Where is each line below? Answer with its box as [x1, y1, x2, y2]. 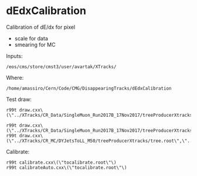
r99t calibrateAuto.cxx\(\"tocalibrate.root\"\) [6, 164, 127, 171]
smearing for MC [14, 41, 56, 48]
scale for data [14, 35, 48, 42]
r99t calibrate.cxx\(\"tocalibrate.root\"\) [6, 160, 117, 165]
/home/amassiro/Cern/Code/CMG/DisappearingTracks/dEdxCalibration [6, 85, 172, 92]
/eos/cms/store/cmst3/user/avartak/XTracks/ [6, 63, 117, 70]
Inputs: [6, 52, 23, 59]
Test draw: [6, 96, 32, 103]
